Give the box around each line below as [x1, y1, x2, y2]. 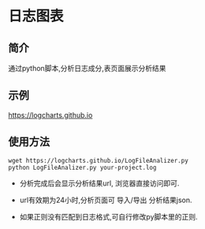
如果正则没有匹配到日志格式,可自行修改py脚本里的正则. [19, 212, 199, 221]
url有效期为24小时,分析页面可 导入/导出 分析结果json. [19, 195, 192, 205]
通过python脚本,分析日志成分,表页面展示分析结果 [8, 64, 166, 73]
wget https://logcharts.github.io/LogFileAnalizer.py [8, 156, 189, 164]
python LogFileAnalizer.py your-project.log [8, 163, 157, 171]
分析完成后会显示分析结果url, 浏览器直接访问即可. [19, 178, 180, 188]
